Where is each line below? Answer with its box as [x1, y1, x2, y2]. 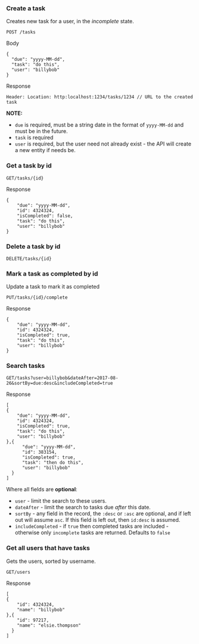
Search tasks [6, 362, 45, 370]
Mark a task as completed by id [6, 270, 98, 278]
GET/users [6, 569, 31, 575]
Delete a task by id [6, 242, 61, 250]
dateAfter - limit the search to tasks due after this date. [14, 504, 151, 511]
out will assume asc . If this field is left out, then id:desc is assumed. [14, 516, 181, 524]
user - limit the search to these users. [14, 497, 107, 504]
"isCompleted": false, [17, 213, 73, 219]
